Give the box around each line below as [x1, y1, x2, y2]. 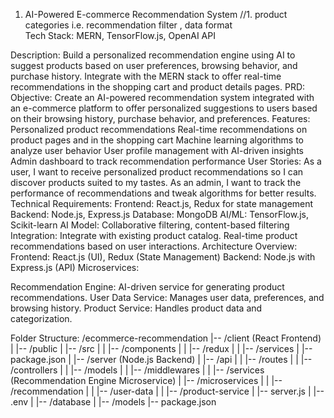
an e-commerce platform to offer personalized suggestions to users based [10, 102, 318, 114]
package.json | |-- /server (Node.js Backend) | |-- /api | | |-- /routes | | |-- [10, 354, 313, 365]
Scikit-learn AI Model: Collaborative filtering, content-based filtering [10, 219, 290, 231]
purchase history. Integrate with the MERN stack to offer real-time [10, 70, 282, 82]
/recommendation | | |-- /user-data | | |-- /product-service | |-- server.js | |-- [10, 385, 325, 397]
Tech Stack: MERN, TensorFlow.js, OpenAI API [24, 30, 216, 41]
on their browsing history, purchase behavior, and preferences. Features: [10, 113, 311, 124]
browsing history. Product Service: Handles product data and [10, 302, 263, 314]
